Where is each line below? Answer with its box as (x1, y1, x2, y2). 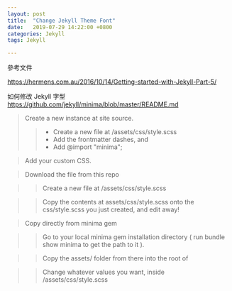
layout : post (7, 10, 46, 18)
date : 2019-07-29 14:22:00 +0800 (7, 23, 113, 31)
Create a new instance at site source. (24, 114, 134, 123)
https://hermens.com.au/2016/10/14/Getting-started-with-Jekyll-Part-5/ (7, 77, 217, 86)
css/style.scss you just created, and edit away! (42, 205, 179, 214)
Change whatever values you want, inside (42, 268, 165, 277)
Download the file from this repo (24, 170, 119, 179)
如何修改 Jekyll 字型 (7, 92, 66, 101)
